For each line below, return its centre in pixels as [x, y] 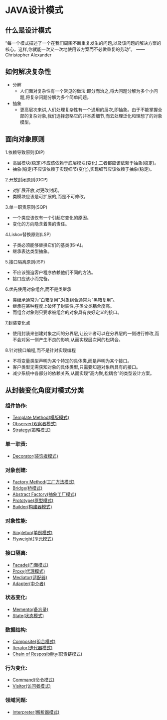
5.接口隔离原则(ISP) [25, 261]
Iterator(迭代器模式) [32, 648]
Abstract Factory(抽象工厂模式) [44, 494]
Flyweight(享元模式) [33, 539]
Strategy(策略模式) [31, 430]
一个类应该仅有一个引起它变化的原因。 [52, 218]
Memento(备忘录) [30, 609]
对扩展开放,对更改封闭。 [37, 190]
